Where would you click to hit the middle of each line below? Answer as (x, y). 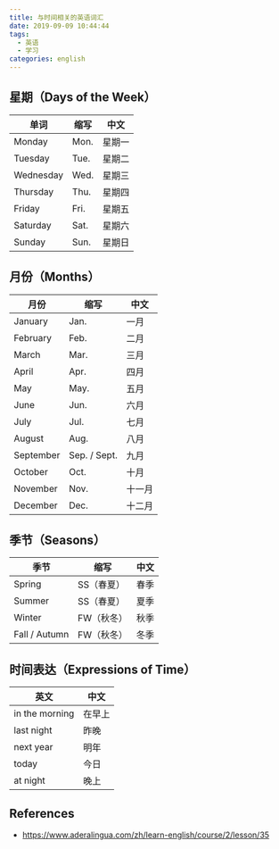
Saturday (33, 225)
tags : (19, 34)
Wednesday (39, 175)
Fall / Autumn (41, 635)
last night (33, 730)
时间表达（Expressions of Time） (103, 669)
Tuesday (32, 158)
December (36, 505)
